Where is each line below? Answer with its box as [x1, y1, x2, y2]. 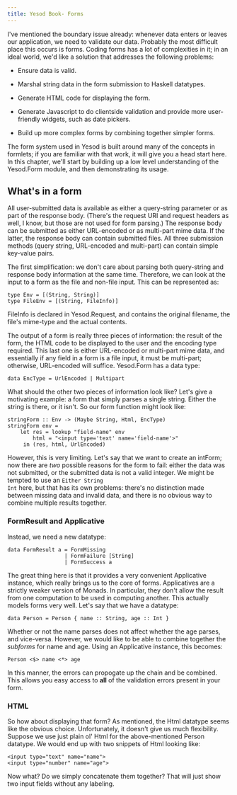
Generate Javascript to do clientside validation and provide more [17, 107, 207, 115]
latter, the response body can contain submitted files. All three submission [7, 234, 224, 243]
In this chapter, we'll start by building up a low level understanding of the [7, 157, 219, 166]
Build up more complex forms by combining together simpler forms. [17, 128, 216, 137]
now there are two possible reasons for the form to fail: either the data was [7, 461, 225, 469]
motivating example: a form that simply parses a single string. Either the [7, 395, 216, 404]
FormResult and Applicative [7, 516, 105, 526]
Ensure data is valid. [17, 66, 76, 74]
